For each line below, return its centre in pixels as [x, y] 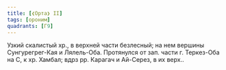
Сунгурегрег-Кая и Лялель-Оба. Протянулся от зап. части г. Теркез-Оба [114, 52]
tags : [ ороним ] [29, 20]
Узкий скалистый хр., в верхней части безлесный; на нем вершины [105, 46]
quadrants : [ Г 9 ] [30, 26]
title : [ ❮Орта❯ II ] [35, 13]
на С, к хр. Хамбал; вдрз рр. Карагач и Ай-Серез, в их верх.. [96, 60]
